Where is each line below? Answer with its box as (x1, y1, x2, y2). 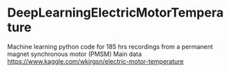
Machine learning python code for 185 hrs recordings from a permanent (7, 42, 213, 51)
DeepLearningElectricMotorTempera (7, 5, 224, 21)
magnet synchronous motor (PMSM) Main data (7, 50, 142, 58)
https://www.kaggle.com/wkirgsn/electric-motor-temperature (7, 57, 184, 65)
